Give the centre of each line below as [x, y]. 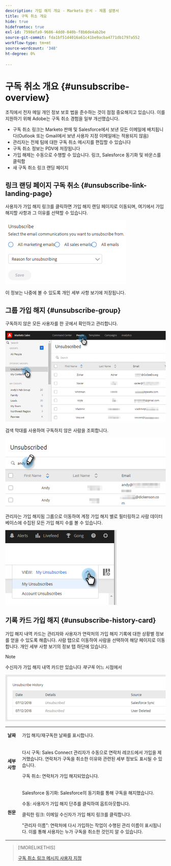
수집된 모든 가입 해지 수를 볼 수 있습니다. [63, 522]
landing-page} [29, 193]
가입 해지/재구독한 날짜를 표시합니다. [58, 735]
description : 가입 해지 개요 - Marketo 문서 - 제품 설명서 [62, 11]
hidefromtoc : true [25, 27]
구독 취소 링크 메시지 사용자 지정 [50, 858]
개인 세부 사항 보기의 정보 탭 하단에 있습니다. [64, 646]
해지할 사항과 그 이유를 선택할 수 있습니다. [47, 213]
